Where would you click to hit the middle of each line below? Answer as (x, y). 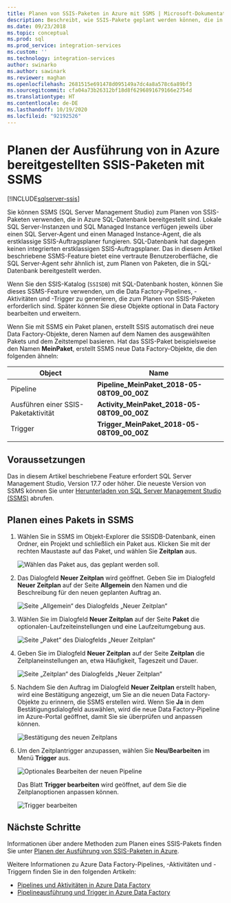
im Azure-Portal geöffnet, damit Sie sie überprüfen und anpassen (110, 717)
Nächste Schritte (44, 827)
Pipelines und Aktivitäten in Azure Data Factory (84, 885)
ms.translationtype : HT (41, 97)
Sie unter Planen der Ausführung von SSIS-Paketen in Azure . (93, 851)
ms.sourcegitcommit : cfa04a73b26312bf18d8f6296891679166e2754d (100, 90)
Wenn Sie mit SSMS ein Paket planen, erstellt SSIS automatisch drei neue (111, 326)
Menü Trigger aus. (44, 758)
